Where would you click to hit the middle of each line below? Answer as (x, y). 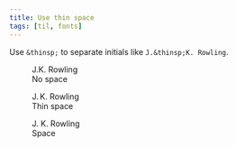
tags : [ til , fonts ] (46, 26)
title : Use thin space (52, 18)
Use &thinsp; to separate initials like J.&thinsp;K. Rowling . (119, 51)
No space (50, 78)
